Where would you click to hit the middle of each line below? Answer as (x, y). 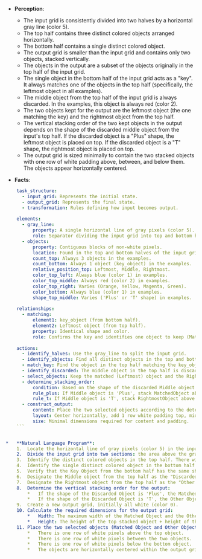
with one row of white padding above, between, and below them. (104, 162)
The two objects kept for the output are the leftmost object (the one (107, 110)
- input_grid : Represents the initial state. (80, 196)
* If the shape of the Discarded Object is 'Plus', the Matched (112, 494)
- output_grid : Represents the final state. (78, 202)
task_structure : (37, 191)
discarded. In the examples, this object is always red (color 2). (100, 104)
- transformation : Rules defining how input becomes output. (100, 208)
